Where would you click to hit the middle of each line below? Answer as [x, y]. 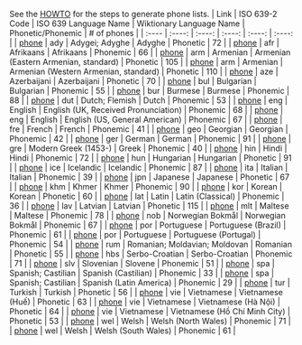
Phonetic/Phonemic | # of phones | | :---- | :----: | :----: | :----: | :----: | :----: [151, 33]
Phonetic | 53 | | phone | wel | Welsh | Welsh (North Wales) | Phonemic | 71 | [150, 321]
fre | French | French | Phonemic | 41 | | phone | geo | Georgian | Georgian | [149, 129]
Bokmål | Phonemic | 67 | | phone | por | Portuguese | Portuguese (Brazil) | [148, 225]
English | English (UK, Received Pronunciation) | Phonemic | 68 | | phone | [146, 110]
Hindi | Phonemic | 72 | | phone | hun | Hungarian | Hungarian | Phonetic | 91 [151, 158]
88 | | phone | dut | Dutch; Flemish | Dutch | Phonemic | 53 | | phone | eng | [149, 100]
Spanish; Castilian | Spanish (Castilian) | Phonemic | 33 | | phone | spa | [142, 273]
